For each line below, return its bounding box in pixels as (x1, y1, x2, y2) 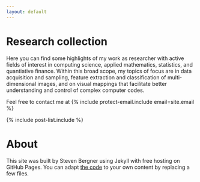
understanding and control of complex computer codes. (6, 86, 145, 94)
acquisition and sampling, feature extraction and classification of (6, 73, 166, 81)
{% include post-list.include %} (6, 116, 84, 123)
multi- (167, 73, 183, 81)
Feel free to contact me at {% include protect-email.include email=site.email (6, 98, 194, 105)
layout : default (6, 8, 47, 15)
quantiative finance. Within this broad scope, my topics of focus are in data (6, 67, 192, 74)
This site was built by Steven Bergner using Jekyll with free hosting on (6, 157, 180, 164)
